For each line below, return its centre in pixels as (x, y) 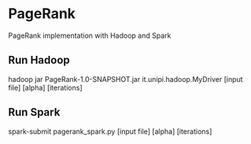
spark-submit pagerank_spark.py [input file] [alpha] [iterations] (110, 131)
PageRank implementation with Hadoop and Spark (90, 35)
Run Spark (34, 112)
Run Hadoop (39, 60)
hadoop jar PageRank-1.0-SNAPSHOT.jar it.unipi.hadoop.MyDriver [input (125, 79)
